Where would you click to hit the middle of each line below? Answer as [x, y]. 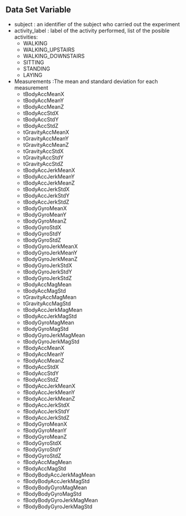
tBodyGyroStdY [42, 234]
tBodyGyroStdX [42, 227]
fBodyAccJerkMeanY [49, 392]
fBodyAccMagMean [47, 462]
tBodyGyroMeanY [45, 214]
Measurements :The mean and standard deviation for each [86, 81]
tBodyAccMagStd [45, 291]
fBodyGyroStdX [42, 443]
